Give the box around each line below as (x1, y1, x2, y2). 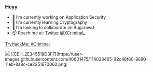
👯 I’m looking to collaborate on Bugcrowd (12, 25, 94, 30)
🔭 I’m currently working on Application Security (12, 14, 106, 20)
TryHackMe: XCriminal (5, 41, 50, 47)
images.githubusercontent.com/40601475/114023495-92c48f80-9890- (5, 57, 148, 62)
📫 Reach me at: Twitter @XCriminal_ (12, 30, 85, 36)
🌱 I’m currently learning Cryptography (12, 19, 88, 25)
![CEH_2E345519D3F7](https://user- (11, 51, 83, 57)
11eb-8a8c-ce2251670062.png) (5, 61, 68, 67)
